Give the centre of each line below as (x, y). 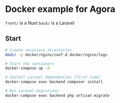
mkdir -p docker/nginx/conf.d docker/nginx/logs (56, 55)
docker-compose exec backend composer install (54, 82)
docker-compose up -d (28, 68)
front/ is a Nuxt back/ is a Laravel (40, 23)
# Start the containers (30, 64)
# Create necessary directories (38, 50)
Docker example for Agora (60, 9)
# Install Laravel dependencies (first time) (53, 77)
